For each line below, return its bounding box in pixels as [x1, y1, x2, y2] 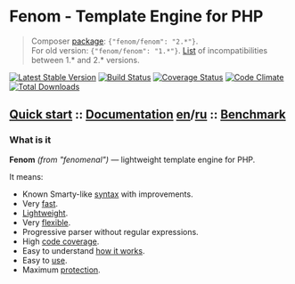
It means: [9, 171, 44, 182]
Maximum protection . [21, 264, 101, 275]
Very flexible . [21, 216, 71, 228]
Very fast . [21, 198, 59, 208]
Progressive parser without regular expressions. [21, 226, 199, 237]
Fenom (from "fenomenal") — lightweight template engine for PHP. [9, 154, 256, 165]
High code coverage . [21, 236, 100, 247]
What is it [9, 134, 52, 146]
